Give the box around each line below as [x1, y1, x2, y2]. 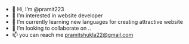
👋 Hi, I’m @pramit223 [11, 6, 64, 12]
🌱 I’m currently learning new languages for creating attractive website [11, 18, 184, 25]
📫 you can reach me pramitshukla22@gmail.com [11, 32, 134, 38]
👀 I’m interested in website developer [11, 12, 103, 19]
